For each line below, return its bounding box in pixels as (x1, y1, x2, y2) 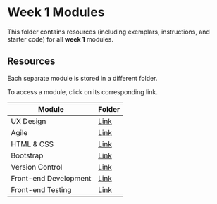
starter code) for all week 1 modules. (7, 34, 114, 43)
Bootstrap (11, 151, 44, 160)
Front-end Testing (11, 184, 72, 194)
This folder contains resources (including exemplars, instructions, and (7, 27, 210, 36)
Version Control (11, 162, 63, 172)
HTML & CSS (11, 139, 54, 148)
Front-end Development (11, 173, 92, 183)
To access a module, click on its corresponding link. (7, 87, 159, 96)
